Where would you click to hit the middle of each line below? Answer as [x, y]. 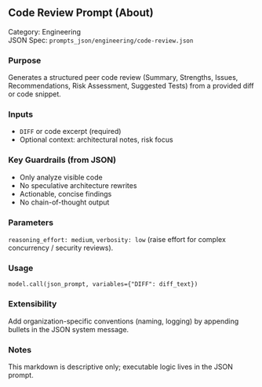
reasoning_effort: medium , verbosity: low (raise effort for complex [117, 239]
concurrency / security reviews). [61, 248]
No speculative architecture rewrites [78, 185]
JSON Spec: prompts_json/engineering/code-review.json [101, 40]
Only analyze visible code [61, 177]
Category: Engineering [44, 31]
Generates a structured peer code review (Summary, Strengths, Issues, [123, 78]
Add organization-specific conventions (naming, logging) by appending [124, 321]
